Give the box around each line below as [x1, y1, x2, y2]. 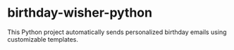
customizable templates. [7, 35, 79, 43]
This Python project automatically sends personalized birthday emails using [7, 28, 227, 36]
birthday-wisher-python [7, 5, 153, 21]
